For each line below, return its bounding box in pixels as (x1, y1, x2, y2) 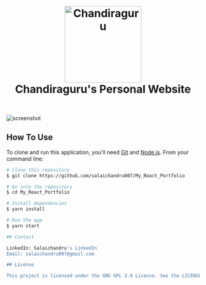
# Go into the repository (6, 183, 72, 190)
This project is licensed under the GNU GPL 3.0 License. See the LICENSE (6, 273, 202, 279)
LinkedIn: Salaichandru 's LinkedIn (6, 245, 97, 251)
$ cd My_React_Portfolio (6, 189, 70, 196)
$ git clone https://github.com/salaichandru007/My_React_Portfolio (6, 172, 185, 179)
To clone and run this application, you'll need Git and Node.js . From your (6, 148, 189, 156)
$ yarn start (6, 222, 40, 229)
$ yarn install (6, 206, 45, 213)
